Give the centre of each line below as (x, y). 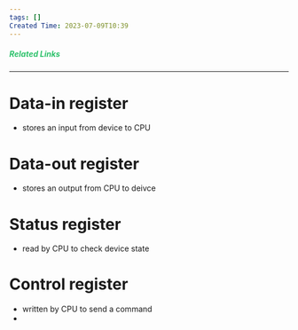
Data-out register (74, 164)
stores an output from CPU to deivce (89, 188)
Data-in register (69, 103)
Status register (65, 224)
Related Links (35, 54)
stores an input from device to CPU (86, 128)
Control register (69, 284)
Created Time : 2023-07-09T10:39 (69, 26)
